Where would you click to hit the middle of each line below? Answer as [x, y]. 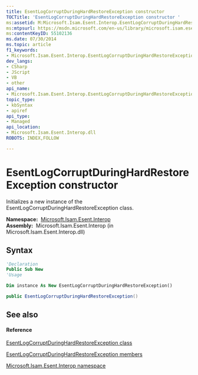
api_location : [24, 127]
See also [22, 315]
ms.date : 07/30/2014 [32, 39]
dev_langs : [19, 61]
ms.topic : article [29, 45]
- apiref [17, 111]
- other [16, 83]
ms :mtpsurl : [21, 28]
